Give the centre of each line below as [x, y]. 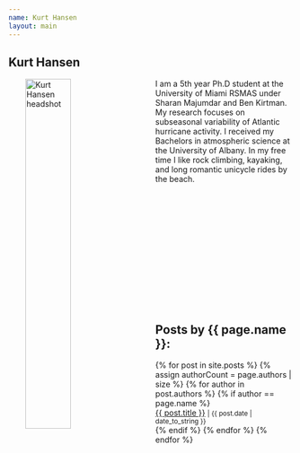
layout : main [33, 26]
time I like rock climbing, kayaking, [219, 160]
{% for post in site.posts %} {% [213, 365]
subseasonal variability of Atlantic [217, 122]
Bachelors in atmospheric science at [223, 141]
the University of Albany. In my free [221, 151]
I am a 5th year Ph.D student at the [219, 84]
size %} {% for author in [199, 384]
